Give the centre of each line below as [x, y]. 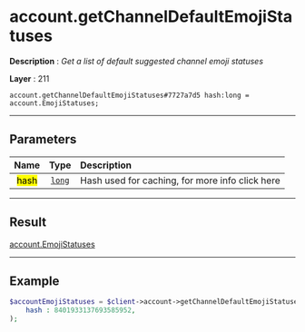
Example [34, 281]
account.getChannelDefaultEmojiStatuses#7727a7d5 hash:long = [129, 95]
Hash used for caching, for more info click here [180, 181]
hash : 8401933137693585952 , [81, 310]
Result [28, 223]
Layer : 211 [30, 78]
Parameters [43, 139]
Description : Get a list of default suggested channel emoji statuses [137, 61]
